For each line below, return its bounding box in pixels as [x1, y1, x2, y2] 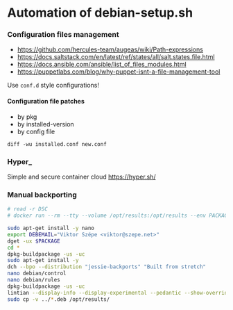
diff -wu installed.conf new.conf [7, 140, 107, 147]
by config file [17, 127, 55, 136]
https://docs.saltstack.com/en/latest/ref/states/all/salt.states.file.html [17, 53, 215, 61]
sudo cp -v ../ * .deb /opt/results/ [7, 295, 110, 303]
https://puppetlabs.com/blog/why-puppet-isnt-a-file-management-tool [17, 67, 221, 76]
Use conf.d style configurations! [7, 81, 99, 90]
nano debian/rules [7, 277, 60, 284]
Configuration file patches [7, 97, 85, 106]
